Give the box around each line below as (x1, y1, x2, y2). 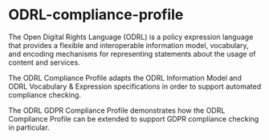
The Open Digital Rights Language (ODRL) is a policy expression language (8, 32, 254, 42)
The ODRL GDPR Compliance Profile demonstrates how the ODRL (8, 106, 226, 115)
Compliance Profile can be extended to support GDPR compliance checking (8, 114, 259, 123)
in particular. (8, 122, 50, 132)
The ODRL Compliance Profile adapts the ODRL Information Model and (8, 73, 243, 82)
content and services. (8, 58, 80, 67)
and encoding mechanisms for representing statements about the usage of (8, 49, 256, 58)
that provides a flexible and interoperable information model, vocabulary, (8, 40, 249, 50)
